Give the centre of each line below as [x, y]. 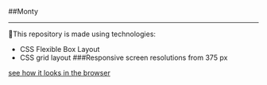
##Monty [23, 11]
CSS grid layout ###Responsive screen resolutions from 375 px [124, 57]
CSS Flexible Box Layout [60, 49]
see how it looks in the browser [60, 73]
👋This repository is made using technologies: [82, 34]
